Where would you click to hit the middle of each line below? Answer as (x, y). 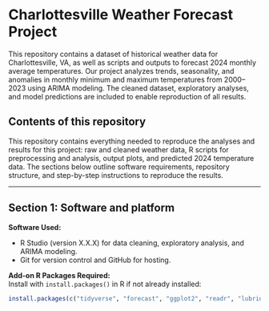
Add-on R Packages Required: (59, 275)
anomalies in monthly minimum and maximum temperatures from (115, 79)
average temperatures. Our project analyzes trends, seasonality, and (121, 71)
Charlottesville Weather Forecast (121, 15)
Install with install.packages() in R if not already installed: (105, 284)
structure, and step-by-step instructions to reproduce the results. (116, 175)
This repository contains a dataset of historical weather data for (113, 54)
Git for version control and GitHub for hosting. (95, 260)
